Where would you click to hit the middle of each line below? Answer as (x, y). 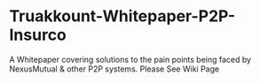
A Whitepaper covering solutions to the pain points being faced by (130, 59)
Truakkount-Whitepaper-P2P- (122, 16)
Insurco (38, 35)
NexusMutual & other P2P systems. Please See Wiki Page (114, 69)
